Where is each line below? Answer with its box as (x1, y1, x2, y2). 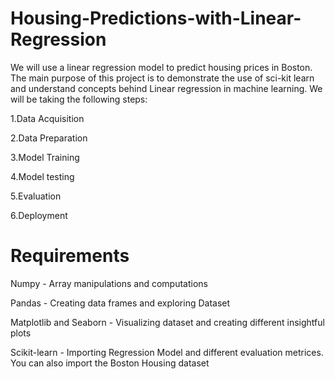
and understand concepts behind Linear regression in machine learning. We (10, 82, 323, 94)
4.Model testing (10, 170, 75, 182)
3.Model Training (10, 151, 80, 163)
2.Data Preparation (10, 132, 88, 144)
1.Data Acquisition (10, 112, 85, 124)
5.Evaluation (10, 190, 62, 202)
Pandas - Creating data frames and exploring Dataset (10, 297, 231, 309)
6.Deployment (10, 209, 68, 221)
